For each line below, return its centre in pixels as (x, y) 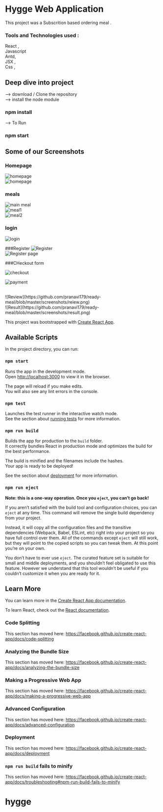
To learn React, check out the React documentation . (58, 610)
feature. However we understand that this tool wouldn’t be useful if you (77, 568)
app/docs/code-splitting (30, 639)
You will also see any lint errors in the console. (52, 391)
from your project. (23, 518)
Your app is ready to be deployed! (39, 466)
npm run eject (22, 488)
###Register (18, 248)
